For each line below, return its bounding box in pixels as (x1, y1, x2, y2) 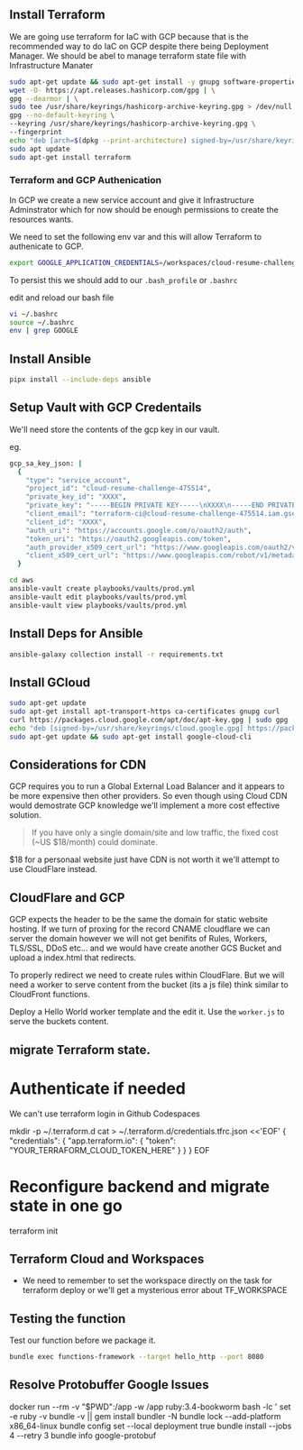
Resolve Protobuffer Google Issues (9, 1377, 209, 1392)
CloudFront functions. (9, 989, 90, 1000)
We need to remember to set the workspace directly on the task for (22, 1275, 272, 1286)
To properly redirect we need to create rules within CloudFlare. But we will (9, 969, 285, 981)
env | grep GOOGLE (9, 326, 78, 335)
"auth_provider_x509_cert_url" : (25, 543, 147, 552)
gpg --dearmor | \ (9, 94, 78, 103)
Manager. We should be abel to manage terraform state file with (9, 50, 246, 61)
